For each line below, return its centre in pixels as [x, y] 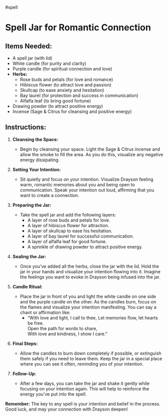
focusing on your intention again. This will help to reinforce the [85, 388]
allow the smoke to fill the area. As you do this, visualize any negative [92, 154]
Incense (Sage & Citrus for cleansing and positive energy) [72, 112]
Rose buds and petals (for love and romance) [66, 79]
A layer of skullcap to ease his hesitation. [70, 231]
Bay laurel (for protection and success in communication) [79, 95]
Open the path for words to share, [62, 328]
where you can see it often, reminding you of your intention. [82, 364]
